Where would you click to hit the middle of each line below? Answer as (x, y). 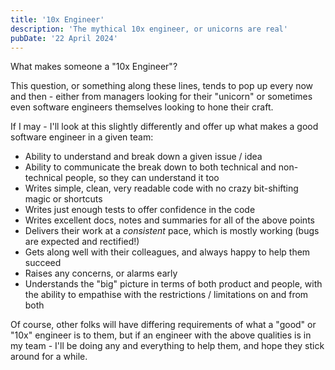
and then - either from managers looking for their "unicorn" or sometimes (161, 97)
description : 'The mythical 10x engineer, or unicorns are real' (149, 29)
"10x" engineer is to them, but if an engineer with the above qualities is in (161, 335)
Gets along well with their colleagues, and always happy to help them (167, 252)
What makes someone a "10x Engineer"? (94, 67)
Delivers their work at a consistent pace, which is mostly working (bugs (172, 231)
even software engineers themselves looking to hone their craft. (142, 107)
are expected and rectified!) (82, 242)
